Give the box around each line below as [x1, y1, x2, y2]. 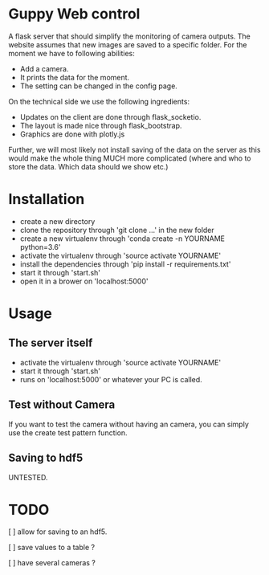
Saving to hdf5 [8, 451, 84, 465]
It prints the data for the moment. [19, 72, 130, 82]
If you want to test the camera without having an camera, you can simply [8, 419, 249, 429]
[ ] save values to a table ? [8, 543, 95, 553]
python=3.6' [19, 242, 61, 251]
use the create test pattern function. [8, 427, 128, 438]
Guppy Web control [8, 5, 141, 23]
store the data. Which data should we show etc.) [8, 161, 169, 171]
